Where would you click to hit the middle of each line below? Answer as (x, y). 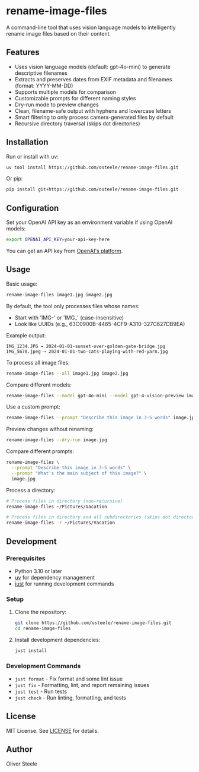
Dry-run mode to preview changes (57, 105)
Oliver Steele (22, 764)
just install (31, 651)
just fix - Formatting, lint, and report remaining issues (82, 685)
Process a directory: (31, 490)
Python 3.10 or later (38, 571)
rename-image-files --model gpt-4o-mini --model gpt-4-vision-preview (95, 396)
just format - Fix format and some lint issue (69, 679)
